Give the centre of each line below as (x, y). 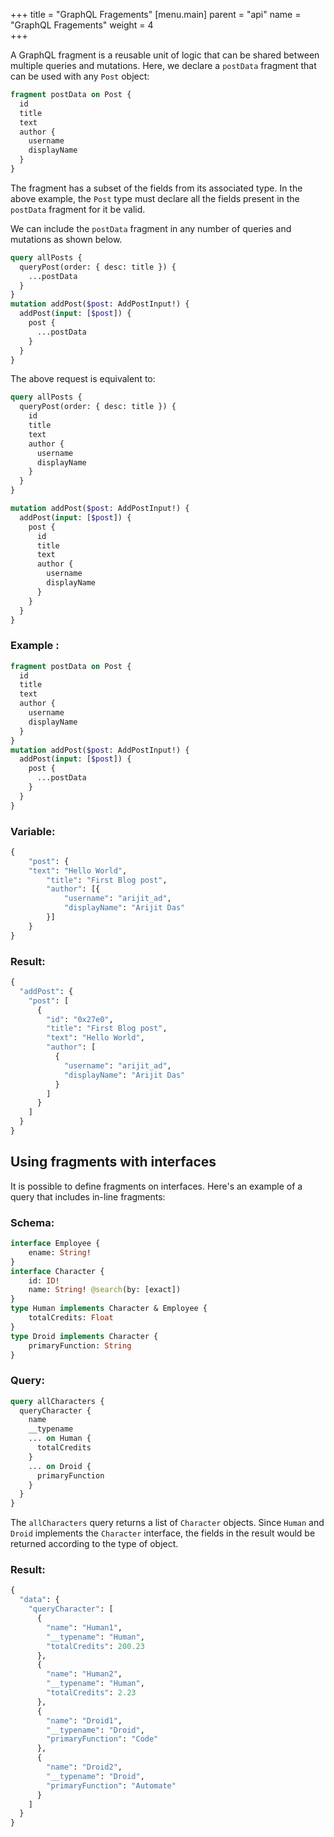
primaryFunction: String (80, 1345)
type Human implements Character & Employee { (109, 1309)
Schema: (32, 1222)
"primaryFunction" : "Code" (102, 1739)
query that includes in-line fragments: (88, 1196)
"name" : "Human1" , (84, 1627)
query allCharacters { (57, 1401)
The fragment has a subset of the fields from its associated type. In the (156, 188)
